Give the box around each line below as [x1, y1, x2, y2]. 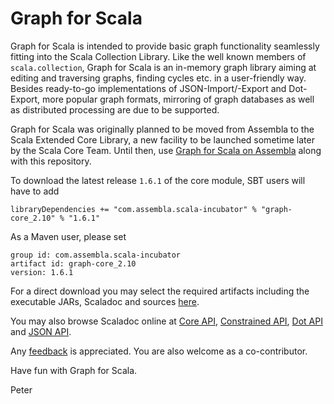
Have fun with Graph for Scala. [10, 364, 138, 376]
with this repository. [10, 155, 92, 167]
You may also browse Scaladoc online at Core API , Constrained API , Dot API [10, 315, 323, 327]
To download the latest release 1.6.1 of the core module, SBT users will [10, 174, 306, 186]
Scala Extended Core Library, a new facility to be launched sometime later [10, 133, 315, 146]
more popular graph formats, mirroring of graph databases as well [42, 93, 315, 105]
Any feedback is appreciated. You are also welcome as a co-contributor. [10, 345, 308, 357]
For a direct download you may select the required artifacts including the [10, 285, 310, 297]
